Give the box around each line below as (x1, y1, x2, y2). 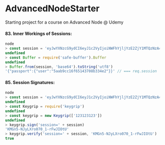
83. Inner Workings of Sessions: (5, 30, 72, 36)
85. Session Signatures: (5, 79, 55, 85)
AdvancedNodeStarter (5, 3, 100, 14)
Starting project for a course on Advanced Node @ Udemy (5, 19, 124, 25)
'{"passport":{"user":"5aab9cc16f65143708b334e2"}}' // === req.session (5, 69, 157, 74)
